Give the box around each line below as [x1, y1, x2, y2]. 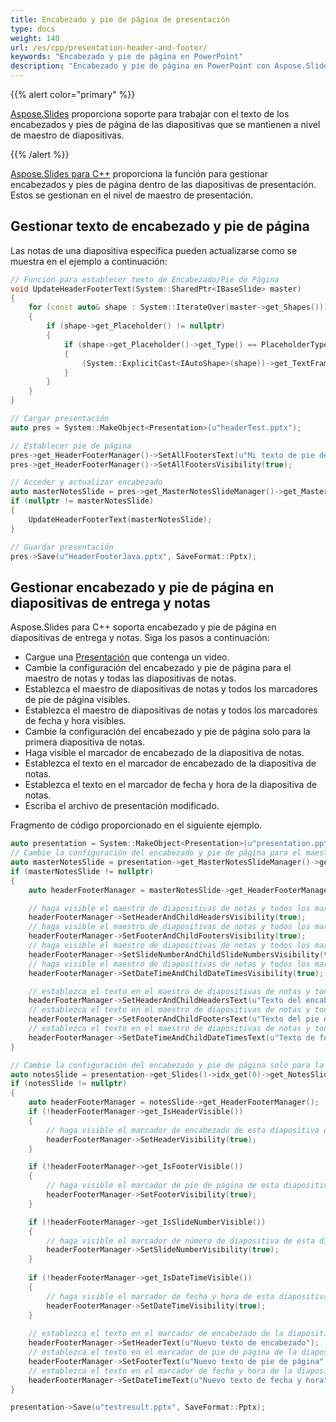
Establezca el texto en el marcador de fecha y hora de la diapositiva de [24, 779, 318, 791]
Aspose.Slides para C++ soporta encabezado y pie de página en [10, 621, 277, 633]
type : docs [10, 24, 56, 34]
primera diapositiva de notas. [24, 736, 146, 748]
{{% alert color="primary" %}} [10, 89, 136, 100]
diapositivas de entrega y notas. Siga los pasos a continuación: [10, 632, 270, 644]
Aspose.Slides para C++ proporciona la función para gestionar [10, 168, 269, 180]
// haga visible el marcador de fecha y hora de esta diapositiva [46, 1291, 329, 1301]
